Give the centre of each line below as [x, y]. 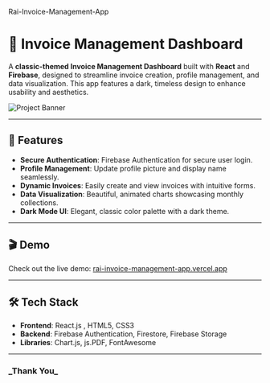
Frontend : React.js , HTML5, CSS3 [77, 326]
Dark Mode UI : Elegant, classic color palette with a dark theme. [125, 211]
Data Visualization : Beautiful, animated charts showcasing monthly [131, 194]
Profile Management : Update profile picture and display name [123, 168]
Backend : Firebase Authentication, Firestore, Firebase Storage [123, 334]
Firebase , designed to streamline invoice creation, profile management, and [134, 75]
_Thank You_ [33, 371]
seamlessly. [39, 177]
